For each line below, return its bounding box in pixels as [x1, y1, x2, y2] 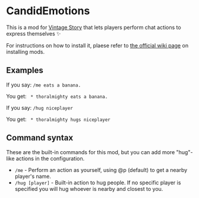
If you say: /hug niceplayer [6, 104, 73, 111]
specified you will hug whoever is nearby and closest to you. [14, 185, 163, 192]
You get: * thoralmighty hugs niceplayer [6, 116, 111, 123]
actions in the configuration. [15, 155, 85, 162]
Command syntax [6, 133, 73, 143]
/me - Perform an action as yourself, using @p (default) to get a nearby [14, 166, 188, 173]
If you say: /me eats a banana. [6, 81, 81, 88]
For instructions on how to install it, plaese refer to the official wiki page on [6, 41, 189, 49]
